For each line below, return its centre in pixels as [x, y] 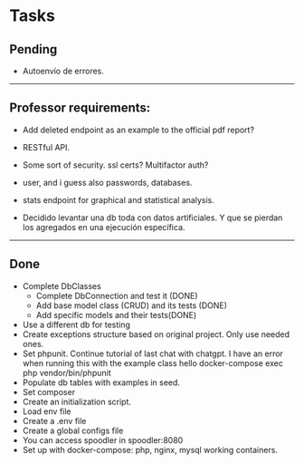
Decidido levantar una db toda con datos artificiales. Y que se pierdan [152, 217]
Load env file [47, 411]
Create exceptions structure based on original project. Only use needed [156, 334]
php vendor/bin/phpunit [66, 372]
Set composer [48, 391]
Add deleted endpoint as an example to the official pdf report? [138, 130]
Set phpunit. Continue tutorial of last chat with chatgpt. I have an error [152, 353]
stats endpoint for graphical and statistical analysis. [118, 199]
